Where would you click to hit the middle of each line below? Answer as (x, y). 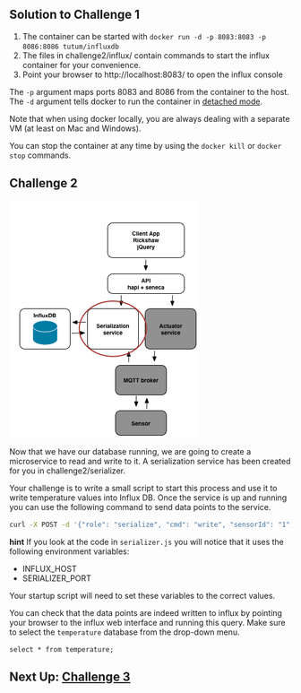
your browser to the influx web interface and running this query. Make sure (147, 622)
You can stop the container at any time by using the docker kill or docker (146, 145)
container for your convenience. (82, 65)
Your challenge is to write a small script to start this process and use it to (143, 488)
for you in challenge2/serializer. (67, 471)
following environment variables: (69, 551)
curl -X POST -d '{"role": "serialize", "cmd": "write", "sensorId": (142, 524)
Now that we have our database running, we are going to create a (130, 451)
